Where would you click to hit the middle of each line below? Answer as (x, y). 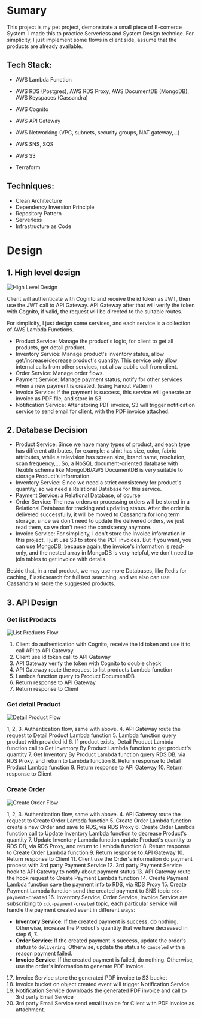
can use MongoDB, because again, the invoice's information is (92, 546)
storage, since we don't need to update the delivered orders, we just (100, 521)
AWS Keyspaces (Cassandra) (52, 97)
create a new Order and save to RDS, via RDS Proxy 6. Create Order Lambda (101, 827)
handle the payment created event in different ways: (71, 909)
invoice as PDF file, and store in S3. (59, 398)
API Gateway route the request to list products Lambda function (94, 670)
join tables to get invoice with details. (61, 559)
